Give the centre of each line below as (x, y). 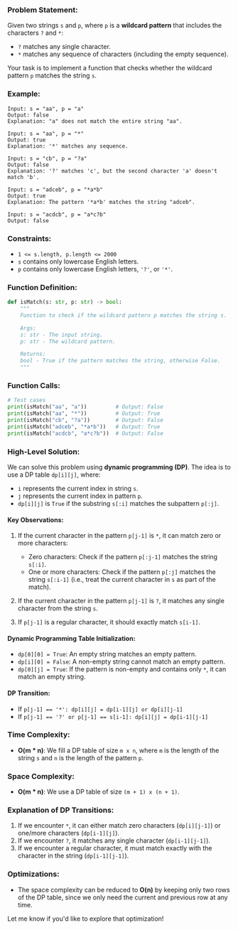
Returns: (33, 354)
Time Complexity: (39, 735)
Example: (24, 94)
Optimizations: (33, 874)
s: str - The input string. (61, 335)
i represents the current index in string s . (78, 488)
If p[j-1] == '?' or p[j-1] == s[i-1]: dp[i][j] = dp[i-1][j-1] (113, 716)
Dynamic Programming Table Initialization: (72, 638)
